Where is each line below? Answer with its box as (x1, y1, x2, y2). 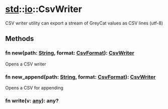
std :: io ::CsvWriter (5, 3, 82, 15)
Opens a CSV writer (5, 61, 46, 67)
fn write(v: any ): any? (5, 97, 59, 104)
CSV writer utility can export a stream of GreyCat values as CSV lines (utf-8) (5, 20, 163, 26)
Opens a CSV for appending (5, 84, 64, 90)
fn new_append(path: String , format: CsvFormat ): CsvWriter (5, 73, 156, 80)
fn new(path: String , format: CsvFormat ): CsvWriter (5, 49, 135, 56)
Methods (5, 34, 34, 43)
